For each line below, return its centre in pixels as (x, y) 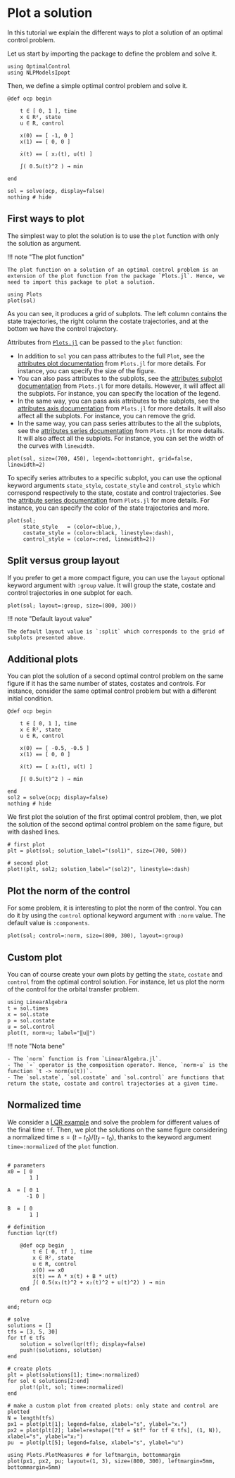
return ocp (36, 1301)
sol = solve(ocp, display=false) (56, 191)
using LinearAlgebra (38, 1002)
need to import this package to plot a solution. (82, 282)
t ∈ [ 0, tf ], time (63, 1251)
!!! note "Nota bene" (36, 1046)
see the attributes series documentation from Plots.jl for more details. (121, 430)
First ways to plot (46, 219)
